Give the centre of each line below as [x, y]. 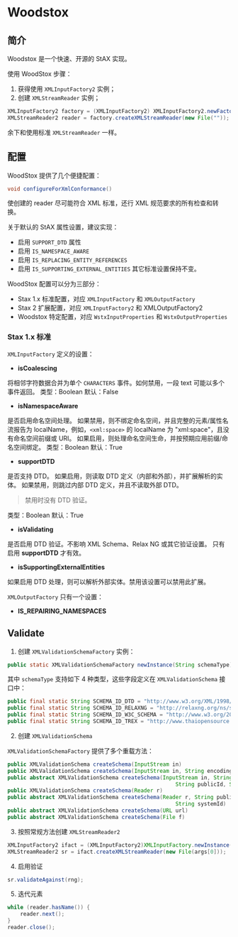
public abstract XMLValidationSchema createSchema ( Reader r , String [110, 797]
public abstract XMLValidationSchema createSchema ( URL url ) [98, 811]
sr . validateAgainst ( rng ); [45, 879]
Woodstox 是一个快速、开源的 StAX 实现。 [69, 59]
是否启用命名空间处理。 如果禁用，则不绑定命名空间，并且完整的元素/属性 [115, 421]
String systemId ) [201, 804]
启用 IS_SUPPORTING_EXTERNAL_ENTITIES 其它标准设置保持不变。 [109, 269]
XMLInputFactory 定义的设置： [51, 354]
